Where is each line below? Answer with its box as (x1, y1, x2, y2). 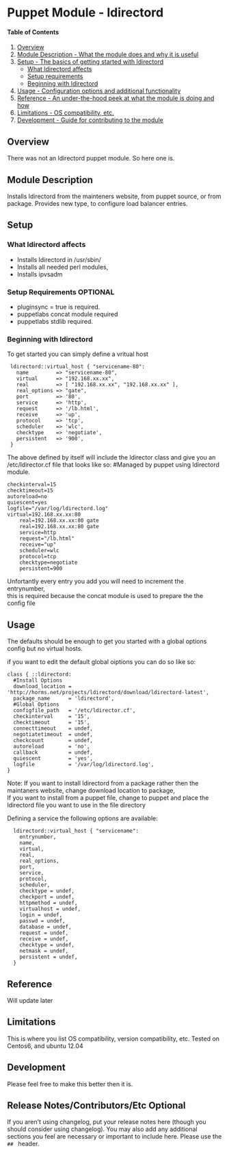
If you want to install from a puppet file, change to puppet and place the (7, 794, 209, 802)
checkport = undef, (19, 894, 75, 901)
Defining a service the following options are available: (7, 814, 159, 822)
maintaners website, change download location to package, (7, 787, 176, 795)
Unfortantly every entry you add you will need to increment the (7, 578, 185, 586)
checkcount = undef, (13, 737, 94, 744)
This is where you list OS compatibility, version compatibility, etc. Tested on (7, 1034, 220, 1043)
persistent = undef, (19, 953, 78, 961)
